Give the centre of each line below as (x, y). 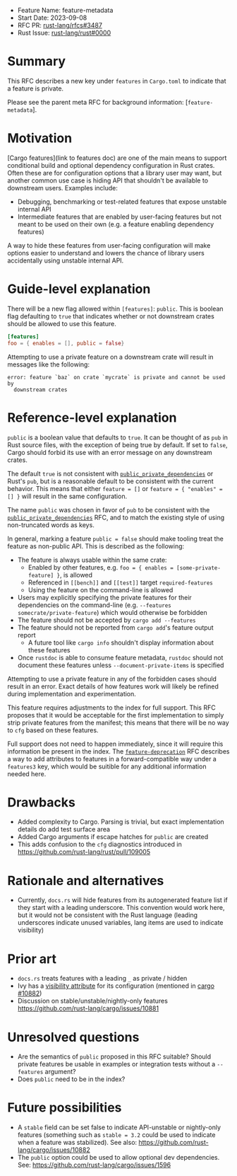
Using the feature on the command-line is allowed (101, 589)
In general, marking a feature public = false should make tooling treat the (115, 538)
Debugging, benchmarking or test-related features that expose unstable (122, 202)
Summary (36, 61)
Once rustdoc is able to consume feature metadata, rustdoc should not (120, 657)
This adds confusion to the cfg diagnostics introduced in (99, 844)
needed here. (27, 773)
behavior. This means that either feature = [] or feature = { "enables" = (115, 488)
